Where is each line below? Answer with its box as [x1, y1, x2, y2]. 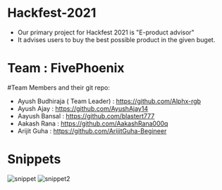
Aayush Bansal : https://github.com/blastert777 [17, 111, 155, 120]
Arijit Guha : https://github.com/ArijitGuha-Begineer [17, 126, 167, 135]
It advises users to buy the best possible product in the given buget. [17, 35, 216, 43]
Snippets [7, 151, 61, 168]
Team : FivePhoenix [7, 60, 125, 76]
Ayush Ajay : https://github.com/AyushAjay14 [17, 104, 149, 113]
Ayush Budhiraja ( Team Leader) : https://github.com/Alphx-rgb [17, 97, 202, 105]
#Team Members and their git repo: [7, 83, 111, 92]
